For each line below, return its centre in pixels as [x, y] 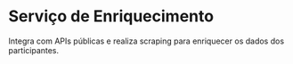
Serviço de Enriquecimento [111, 16]
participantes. [34, 50]
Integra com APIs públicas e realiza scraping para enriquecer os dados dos [146, 41]
